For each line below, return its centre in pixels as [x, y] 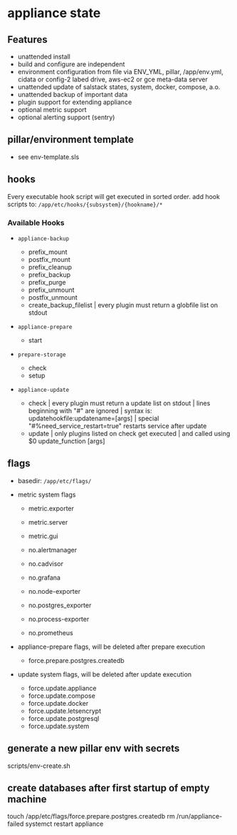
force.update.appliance [62, 688]
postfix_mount [49, 259]
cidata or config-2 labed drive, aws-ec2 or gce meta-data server [112, 79]
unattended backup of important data [73, 95]
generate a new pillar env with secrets [94, 748]
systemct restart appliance [64, 824]
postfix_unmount [53, 297]
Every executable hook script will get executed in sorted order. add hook [114, 196]
